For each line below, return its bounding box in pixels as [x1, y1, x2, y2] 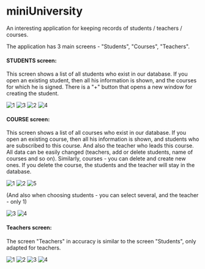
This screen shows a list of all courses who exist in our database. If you [6, 129, 187, 137]
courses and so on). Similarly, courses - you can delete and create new [6, 155, 186, 162]
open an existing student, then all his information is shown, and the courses [6, 77, 197, 84]
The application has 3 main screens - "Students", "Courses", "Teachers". [6, 43, 190, 50]
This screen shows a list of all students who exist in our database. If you [6, 70, 188, 77]
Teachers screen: [6, 224, 52, 231]
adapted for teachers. [6, 244, 61, 251]
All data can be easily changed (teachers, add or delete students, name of [6, 148, 193, 156]
